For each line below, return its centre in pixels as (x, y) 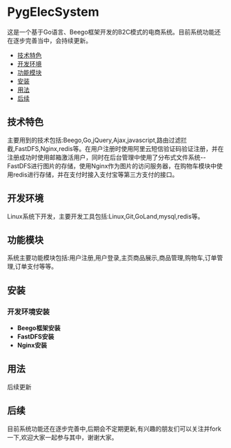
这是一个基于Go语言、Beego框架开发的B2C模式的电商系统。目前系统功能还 (114, 32)
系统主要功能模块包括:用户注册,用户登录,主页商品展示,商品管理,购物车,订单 (112, 258)
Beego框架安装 (39, 328)
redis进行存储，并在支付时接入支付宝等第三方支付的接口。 (96, 174)
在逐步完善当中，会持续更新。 (49, 40)
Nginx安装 (32, 345)
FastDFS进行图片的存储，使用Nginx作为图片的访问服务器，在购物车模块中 (112, 165)
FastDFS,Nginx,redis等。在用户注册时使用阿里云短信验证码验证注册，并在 (119, 148)
